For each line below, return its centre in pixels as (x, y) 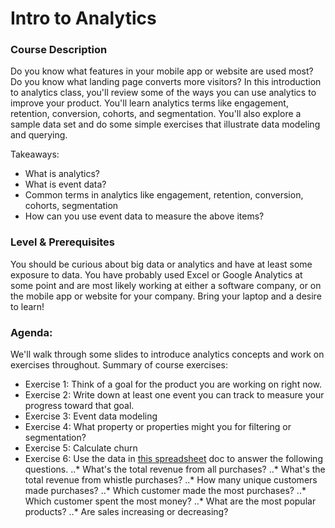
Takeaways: (35, 154)
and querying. (39, 135)
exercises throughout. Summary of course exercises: (119, 365)
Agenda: (31, 332)
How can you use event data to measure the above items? (144, 216)
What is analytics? (62, 174)
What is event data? (65, 184)
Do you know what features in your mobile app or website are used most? (162, 71)
